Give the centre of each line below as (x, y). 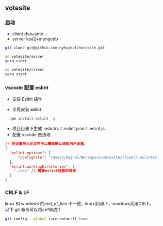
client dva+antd (28, 34)
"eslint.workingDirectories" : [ (42, 166)
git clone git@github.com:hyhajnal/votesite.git (55, 48)
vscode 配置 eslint (27, 87)
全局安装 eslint (26, 109)
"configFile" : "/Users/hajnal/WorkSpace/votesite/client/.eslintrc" (89, 157)
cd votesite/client (25, 70)
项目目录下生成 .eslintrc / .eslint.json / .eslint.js (58, 129)
